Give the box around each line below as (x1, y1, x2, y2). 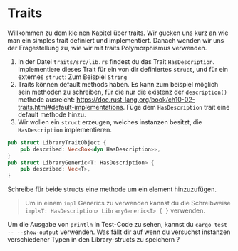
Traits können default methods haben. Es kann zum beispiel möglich (17, 80, 219, 88)
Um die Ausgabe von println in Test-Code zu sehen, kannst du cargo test (7, 220, 228, 229)
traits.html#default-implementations (17, 102, 123, 111)
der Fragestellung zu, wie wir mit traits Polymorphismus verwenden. (7, 43, 207, 52)
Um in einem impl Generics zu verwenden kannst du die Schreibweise (24, 199, 231, 208)
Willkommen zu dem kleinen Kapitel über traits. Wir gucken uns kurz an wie (7, 28, 229, 37)
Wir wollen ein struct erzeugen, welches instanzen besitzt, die (17, 117, 202, 126)
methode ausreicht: (17, 95, 76, 104)
